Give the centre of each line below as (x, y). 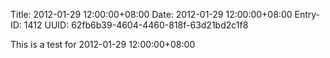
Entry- (307, 14)
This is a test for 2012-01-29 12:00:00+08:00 (103, 44)
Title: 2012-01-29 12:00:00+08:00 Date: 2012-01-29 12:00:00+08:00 (151, 14)
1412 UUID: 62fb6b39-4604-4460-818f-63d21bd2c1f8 (136, 25)
